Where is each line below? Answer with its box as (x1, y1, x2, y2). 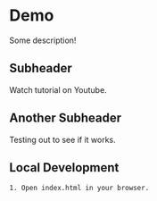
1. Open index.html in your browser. (9, 184, 150, 193)
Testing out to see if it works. (9, 134, 116, 145)
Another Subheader (9, 111, 122, 126)
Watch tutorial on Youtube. (9, 84, 107, 95)
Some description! (9, 35, 77, 46)
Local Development (9, 160, 120, 175)
